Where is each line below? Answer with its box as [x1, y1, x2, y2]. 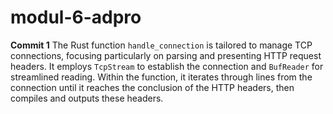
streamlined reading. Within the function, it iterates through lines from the [10, 71, 313, 83]
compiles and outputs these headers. [10, 92, 164, 104]
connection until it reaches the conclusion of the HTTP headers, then [10, 81, 295, 93]
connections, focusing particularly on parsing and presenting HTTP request [10, 49, 322, 61]
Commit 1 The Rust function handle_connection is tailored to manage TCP [10, 39, 313, 51]
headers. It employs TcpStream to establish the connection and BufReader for [10, 60, 324, 72]
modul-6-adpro [10, 6, 142, 29]
